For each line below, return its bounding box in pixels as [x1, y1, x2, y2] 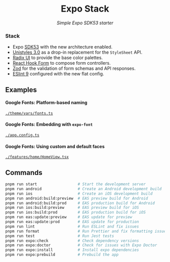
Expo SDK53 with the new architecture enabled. [12, 44, 113, 50]
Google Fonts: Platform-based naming [5, 100, 88, 106]
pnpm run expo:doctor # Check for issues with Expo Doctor [5, 243, 157, 248]
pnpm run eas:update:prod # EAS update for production [5, 220, 139, 225]
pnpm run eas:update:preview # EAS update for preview [5, 214, 133, 220]
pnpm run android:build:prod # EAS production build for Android [5, 200, 155, 205]
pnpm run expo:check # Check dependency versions [5, 238, 139, 243]
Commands [5, 168, 43, 177]
